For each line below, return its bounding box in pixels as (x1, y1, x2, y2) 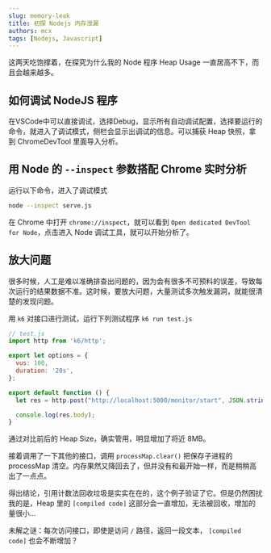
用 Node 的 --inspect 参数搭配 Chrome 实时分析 (8, 162, 248, 176)
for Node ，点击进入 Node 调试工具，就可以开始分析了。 (8, 227, 194, 237)
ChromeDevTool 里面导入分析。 (17, 136, 123, 146)
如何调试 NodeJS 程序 (8, 94, 119, 107)
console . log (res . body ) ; (15, 411, 95, 419)
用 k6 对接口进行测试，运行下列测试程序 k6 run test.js (8, 313, 193, 323)
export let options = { (8, 352, 89, 360)
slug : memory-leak (8, 11, 70, 20)
